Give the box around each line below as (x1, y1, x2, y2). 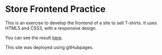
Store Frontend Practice (5, 3, 106, 15)
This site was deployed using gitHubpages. (5, 44, 94, 50)
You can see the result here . (5, 35, 63, 41)
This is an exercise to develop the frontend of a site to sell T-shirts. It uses (5, 20, 157, 26)
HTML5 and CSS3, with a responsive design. (5, 25, 97, 31)
